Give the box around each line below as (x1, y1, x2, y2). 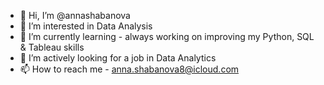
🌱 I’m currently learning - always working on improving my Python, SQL (19, 31, 315, 42)
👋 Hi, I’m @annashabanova (19, 10, 131, 21)
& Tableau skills (19, 41, 85, 53)
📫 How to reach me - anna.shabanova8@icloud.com (19, 63, 240, 75)
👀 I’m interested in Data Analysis (19, 20, 153, 32)
